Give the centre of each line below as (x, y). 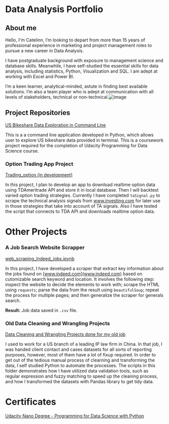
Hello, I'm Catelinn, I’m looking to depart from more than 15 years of (75, 40)
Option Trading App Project (39, 164)
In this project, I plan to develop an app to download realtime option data (80, 185)
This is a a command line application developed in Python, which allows (79, 135)
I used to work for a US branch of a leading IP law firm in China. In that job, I (84, 344)
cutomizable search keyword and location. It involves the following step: (80, 279)
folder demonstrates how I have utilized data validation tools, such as (77, 371)
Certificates (31, 402)
